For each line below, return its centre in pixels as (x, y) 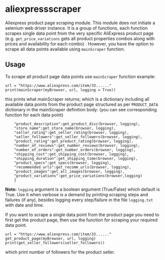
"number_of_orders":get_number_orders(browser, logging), (75, 150)
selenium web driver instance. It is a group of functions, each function (77, 28)
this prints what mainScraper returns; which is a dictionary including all (77, 99)
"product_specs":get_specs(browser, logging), (63, 163)
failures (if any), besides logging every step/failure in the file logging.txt (79, 200)
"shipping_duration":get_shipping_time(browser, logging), (76, 158)
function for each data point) (34, 115)
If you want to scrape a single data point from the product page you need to (82, 215)
